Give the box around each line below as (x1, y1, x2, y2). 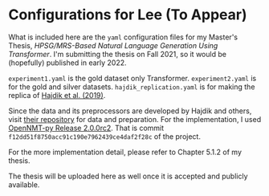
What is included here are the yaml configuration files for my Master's (8, 32, 238, 42)
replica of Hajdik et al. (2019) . (8, 90, 106, 100)
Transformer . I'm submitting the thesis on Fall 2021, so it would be (8, 49, 227, 59)
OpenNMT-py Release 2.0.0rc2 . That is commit (8, 123, 165, 133)
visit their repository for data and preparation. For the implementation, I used (8, 114, 262, 124)
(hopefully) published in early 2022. (8, 58, 127, 67)
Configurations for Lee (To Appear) (8, 6, 247, 24)
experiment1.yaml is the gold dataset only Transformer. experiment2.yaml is (8, 73, 257, 83)
